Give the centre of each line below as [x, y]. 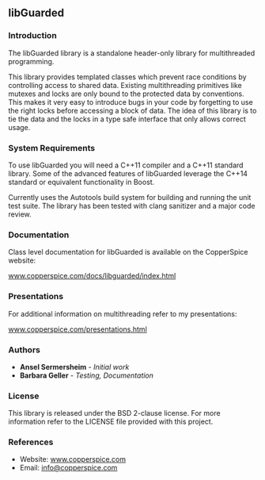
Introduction [32, 36]
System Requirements [52, 148]
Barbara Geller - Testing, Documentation [87, 375]
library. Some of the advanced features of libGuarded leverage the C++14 [128, 173]
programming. [31, 61]
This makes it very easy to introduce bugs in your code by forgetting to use [131, 102]
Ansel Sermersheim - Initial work [74, 367]
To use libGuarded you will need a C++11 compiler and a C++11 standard [126, 165]
